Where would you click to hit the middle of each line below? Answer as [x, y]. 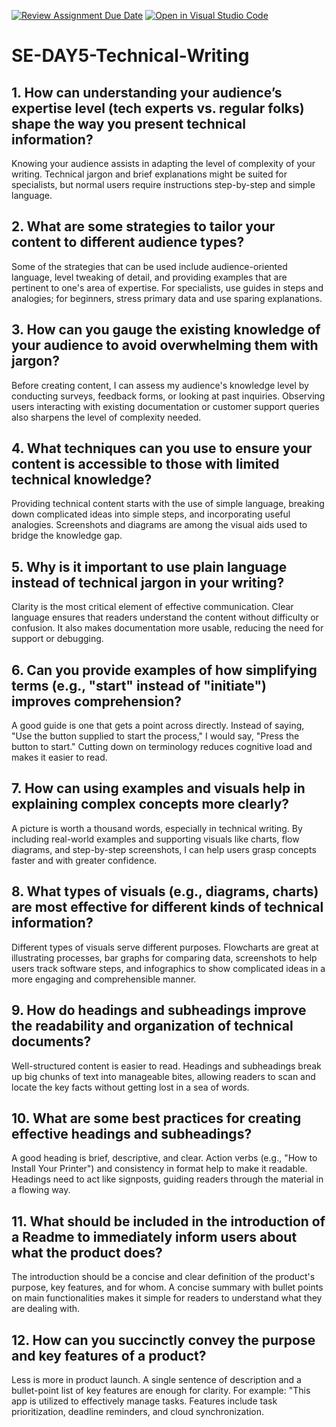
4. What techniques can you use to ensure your [162, 448]
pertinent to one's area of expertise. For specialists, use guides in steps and [167, 287]
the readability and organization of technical [152, 1026]
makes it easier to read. [59, 757]
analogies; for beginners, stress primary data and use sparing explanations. [167, 298]
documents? [51, 1041]
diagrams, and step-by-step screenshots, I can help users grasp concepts [164, 849]
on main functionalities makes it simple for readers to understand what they [167, 1298]
